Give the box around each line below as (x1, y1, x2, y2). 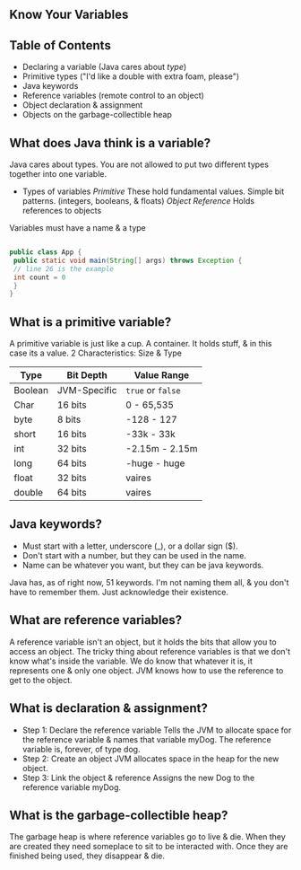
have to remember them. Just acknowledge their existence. (9, 586, 228, 597)
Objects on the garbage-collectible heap (21, 110, 173, 120)
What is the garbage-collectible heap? (9, 807, 228, 822)
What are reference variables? (9, 612, 182, 628)
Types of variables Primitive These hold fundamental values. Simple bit (21, 186, 285, 197)
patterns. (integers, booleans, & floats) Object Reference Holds (21, 196, 255, 207)
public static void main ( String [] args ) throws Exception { (13, 256, 243, 265)
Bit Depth (66, 369, 107, 382)
